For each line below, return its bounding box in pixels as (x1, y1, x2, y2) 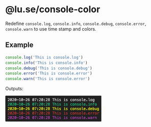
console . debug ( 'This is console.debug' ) (5, 65, 93, 71)
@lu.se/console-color (5, 4, 100, 15)
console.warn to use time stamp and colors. (5, 26, 96, 32)
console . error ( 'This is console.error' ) (5, 71, 93, 76)
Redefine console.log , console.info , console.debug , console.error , (5, 20, 146, 27)
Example (5, 41, 34, 49)
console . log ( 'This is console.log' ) (5, 55, 83, 60)
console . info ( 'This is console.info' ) (5, 60, 88, 65)
